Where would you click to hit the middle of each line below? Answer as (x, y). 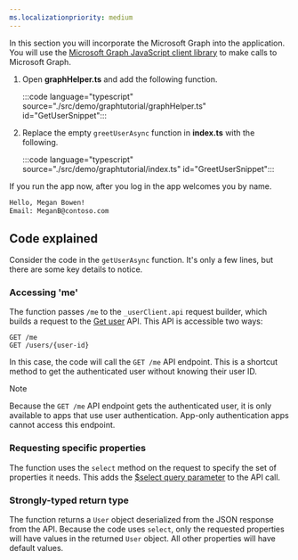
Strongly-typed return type (69, 500)
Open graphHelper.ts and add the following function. (120, 79)
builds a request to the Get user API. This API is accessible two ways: (136, 321)
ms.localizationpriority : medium (71, 17)
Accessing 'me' (44, 292)
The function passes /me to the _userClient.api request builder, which (138, 312)
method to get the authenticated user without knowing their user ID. (133, 372)
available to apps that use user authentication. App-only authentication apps (149, 416)
